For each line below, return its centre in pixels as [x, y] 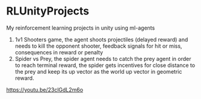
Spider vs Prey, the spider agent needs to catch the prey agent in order [103, 59]
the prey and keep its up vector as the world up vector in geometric [98, 71]
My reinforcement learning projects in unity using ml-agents [81, 28]
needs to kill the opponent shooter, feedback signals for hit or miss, [98, 46]
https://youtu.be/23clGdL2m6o [45, 89]
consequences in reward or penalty [59, 52]
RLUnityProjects [48, 11]
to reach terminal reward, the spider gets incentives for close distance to [105, 65]
